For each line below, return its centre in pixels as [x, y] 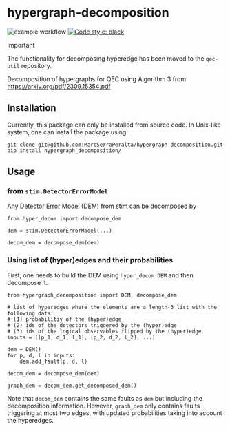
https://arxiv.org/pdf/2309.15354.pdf [59, 86]
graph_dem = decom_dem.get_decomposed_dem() [72, 386]
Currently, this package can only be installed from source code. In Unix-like [114, 125]
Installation [32, 108]
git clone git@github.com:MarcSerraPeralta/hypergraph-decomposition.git [115, 145]
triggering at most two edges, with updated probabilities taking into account [115, 413]
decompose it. [28, 282]
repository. [36, 65]
